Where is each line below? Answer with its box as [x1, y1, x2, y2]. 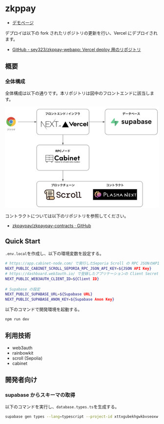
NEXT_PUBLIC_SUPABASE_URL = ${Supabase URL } [5, 292, 93, 297]
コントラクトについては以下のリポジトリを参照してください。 [5, 213, 129, 219]
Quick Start [5, 237, 41, 245]
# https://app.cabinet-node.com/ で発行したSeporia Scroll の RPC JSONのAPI [5, 261, 160, 266]
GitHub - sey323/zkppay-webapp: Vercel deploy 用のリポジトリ [12, 46, 142, 52]
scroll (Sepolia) [12, 355, 43, 361]
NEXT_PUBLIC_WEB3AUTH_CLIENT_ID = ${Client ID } [5, 276, 99, 281]
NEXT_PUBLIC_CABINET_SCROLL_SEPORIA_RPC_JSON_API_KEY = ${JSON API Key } [5, 266, 152, 271]
